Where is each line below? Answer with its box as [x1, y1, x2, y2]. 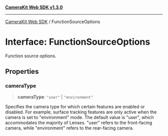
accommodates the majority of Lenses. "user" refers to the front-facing [5, 119, 152, 125]
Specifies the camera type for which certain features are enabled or [5, 103, 145, 109]
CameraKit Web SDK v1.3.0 [5, 5, 63, 10]
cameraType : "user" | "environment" [17, 94, 93, 100]
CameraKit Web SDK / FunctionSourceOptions [5, 19, 100, 25]
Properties [5, 67, 39, 76]
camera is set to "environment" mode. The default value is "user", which [5, 114, 154, 120]
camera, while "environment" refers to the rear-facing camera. [5, 125, 134, 131]
